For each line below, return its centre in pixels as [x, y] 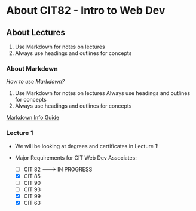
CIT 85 [32, 176]
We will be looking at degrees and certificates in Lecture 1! [87, 146]
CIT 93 [32, 189]
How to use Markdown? [36, 82]
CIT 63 [32, 203]
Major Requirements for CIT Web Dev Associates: [76, 158]
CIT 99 [32, 196]
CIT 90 [32, 182]
